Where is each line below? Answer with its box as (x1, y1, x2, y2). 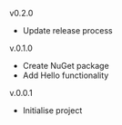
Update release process (22, 25, 113, 35)
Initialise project (22, 105, 83, 116)
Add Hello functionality (22, 70, 109, 81)
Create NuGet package (22, 61, 109, 71)
